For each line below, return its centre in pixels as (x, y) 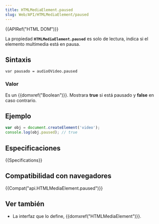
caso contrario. (21, 100)
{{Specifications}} (24, 160)
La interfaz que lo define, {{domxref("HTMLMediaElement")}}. (77, 216)
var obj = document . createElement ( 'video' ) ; (53, 128)
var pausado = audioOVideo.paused (42, 71)
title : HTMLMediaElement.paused (39, 10)
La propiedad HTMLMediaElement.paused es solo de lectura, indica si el (77, 39)
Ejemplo (18, 116)
